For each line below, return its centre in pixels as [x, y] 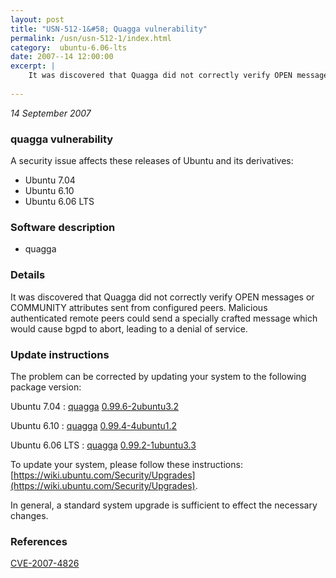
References [39, 541]
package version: [46, 387]
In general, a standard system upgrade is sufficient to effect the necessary [164, 505]
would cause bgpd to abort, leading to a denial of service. [129, 328]
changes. [29, 515]
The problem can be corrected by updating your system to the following [158, 376]
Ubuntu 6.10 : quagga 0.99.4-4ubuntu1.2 [94, 425]
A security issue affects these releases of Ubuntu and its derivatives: [152, 161]
